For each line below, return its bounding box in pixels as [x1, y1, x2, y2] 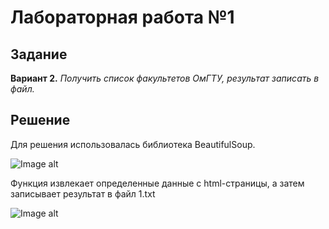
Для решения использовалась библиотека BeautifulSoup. [10, 138, 256, 150]
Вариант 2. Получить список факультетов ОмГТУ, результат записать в [10, 72, 320, 84]
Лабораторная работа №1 [10, 6, 235, 29]
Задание [10, 46, 68, 63]
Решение [10, 112, 71, 129]
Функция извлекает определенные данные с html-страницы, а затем [10, 177, 305, 189]
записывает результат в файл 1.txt [10, 187, 156, 200]
